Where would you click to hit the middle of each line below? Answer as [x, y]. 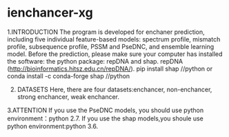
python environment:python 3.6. [53, 126]
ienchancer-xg [50, 13]
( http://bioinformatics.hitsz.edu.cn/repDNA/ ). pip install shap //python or [110, 68]
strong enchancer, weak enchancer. [68, 97]
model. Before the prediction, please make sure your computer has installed [115, 54]
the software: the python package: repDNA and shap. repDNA [95, 61]
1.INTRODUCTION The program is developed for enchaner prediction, [106, 32]
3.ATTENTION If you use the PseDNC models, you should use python [106, 110]
